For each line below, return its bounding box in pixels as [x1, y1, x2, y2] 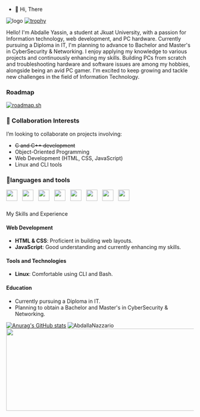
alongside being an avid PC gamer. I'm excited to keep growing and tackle [6, 67, 188, 74]
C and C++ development [14, 142, 76, 149]
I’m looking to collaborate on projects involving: [6, 130, 122, 137]
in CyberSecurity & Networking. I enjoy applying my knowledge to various [6, 48, 187, 55]
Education [6, 284, 32, 292]
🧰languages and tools [6, 176, 70, 184]
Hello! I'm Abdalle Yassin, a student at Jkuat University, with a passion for [6, 29, 186, 36]
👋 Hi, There [14, 6, 43, 13]
